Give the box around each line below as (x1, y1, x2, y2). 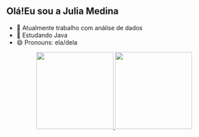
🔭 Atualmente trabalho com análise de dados (16, 23, 143, 32)
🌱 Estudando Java (16, 31, 68, 39)
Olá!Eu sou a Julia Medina (6, 5, 119, 17)
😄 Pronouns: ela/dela (16, 38, 78, 47)
